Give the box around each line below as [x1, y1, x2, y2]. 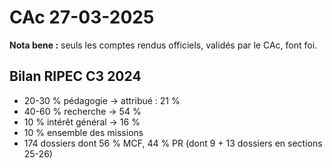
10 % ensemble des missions [23, 126, 144, 138]
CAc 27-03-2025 [9, 6, 155, 29]
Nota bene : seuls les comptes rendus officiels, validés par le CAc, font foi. [9, 39, 318, 51]
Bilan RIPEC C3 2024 [9, 68, 142, 85]
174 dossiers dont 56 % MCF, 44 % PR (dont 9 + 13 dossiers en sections [23, 137, 323, 149]
